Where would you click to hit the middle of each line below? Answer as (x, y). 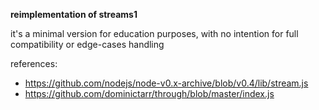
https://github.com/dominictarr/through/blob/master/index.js (149, 93)
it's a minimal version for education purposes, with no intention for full (154, 33)
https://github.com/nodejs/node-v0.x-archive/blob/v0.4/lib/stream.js (166, 83)
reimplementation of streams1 (74, 14)
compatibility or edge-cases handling (87, 44)
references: (34, 63)
